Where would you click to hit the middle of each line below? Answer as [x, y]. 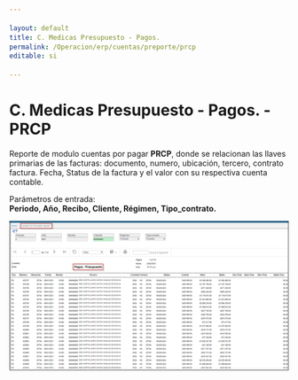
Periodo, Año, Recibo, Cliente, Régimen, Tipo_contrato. [113, 208]
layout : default [39, 28]
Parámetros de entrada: [52, 198]
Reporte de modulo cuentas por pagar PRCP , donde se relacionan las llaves [148, 153]
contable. [27, 182]
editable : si [33, 56]
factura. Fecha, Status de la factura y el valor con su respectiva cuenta [138, 172]
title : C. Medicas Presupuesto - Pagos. [85, 37]
